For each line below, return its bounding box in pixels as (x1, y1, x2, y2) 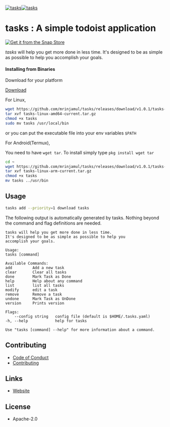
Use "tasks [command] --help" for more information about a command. (5, 327, 155, 332)
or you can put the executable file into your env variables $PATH (5, 130, 137, 136)
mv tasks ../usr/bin (5, 178, 49, 183)
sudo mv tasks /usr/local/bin (5, 120, 69, 126)
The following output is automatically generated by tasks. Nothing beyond (5, 215, 159, 221)
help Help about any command (5, 278, 82, 283)
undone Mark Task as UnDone (5, 296, 76, 301)
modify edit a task (5, 287, 58, 292)
